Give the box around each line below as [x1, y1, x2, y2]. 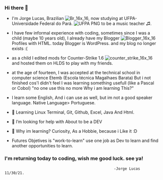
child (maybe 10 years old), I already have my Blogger [11, 35, 120, 41]
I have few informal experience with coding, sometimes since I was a [11, 30, 150, 36]
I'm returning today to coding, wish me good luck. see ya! [4, 155, 143, 162]
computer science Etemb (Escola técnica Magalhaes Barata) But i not [11, 75, 151, 81]
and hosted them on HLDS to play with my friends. [11, 60, 113, 66]
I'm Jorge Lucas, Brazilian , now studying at [11, 16, 123, 21]
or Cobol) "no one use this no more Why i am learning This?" [11, 85, 134, 91]
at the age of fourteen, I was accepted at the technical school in [11, 70, 140, 76]
